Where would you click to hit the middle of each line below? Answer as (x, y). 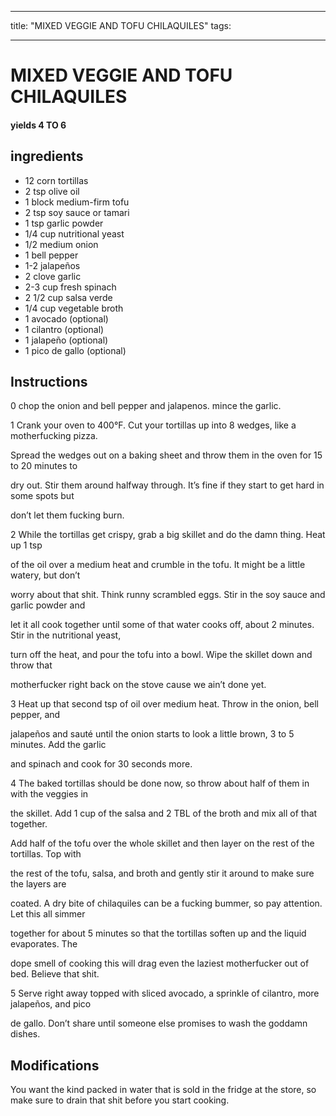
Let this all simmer (48, 914)
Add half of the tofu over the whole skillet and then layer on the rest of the (162, 843)
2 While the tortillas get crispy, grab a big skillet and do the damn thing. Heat (168, 535)
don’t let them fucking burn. (67, 515)
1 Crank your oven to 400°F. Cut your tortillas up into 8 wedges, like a (153, 425)
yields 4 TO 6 (38, 125)
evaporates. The (44, 944)
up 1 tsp (26, 545)
